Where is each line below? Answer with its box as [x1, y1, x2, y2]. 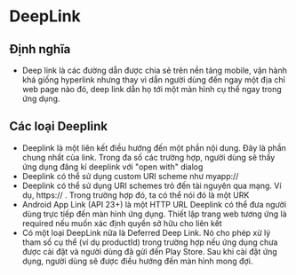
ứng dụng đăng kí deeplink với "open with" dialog [21, 161, 204, 172]
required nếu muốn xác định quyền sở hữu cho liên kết [21, 217, 222, 228]
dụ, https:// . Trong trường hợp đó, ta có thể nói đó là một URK [21, 189, 250, 200]
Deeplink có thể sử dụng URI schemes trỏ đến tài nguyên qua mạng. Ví [21, 180, 282, 191]
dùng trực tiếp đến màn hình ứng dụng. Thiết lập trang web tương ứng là [21, 208, 287, 219]
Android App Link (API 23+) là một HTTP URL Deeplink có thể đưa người [21, 199, 287, 209]
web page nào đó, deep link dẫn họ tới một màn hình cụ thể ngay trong [21, 84, 282, 94]
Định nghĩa [9, 42, 71, 57]
